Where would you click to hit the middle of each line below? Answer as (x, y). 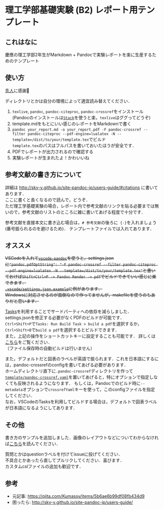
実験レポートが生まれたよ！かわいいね (51, 158)
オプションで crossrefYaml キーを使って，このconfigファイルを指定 (89, 389)
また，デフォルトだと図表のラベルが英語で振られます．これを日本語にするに (82, 359)
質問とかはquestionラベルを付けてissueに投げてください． (64, 454)
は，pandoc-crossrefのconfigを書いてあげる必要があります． (67, 365)
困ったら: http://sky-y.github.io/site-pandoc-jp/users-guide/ (72, 502)
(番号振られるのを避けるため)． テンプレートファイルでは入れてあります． (80, 228)
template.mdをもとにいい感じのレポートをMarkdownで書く (72, 124)
